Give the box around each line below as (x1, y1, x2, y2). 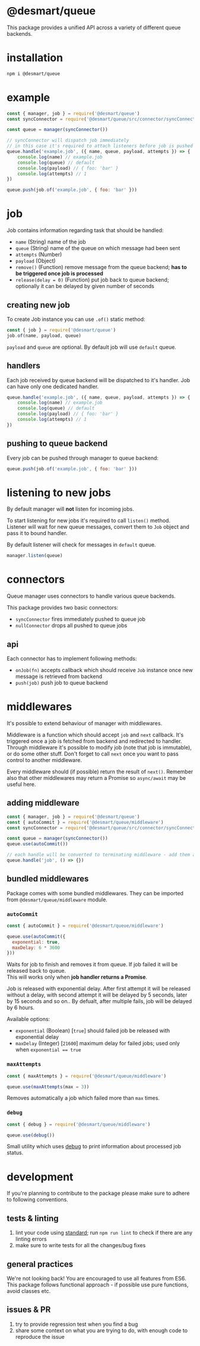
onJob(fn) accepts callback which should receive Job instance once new (15, 667, 193, 673)
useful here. (7, 780, 36, 788)
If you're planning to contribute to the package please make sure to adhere (7, 1189, 190, 1197)
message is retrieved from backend (15, 673, 103, 680)
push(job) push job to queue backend (15, 679, 109, 686)
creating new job (7, 299, 70, 310)
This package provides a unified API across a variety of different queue (7, 24, 181, 31)
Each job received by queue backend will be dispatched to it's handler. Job (7, 376, 191, 383)
